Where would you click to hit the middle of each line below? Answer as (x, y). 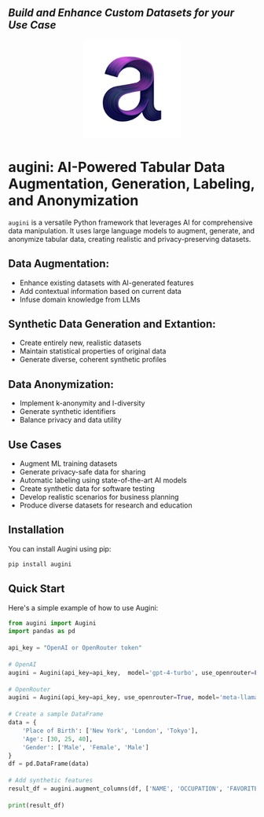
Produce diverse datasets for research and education (106, 505)
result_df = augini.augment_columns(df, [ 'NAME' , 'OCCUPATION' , (115, 789)
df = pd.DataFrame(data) (49, 764)
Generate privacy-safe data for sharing (82, 472)
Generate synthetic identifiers (68, 412)
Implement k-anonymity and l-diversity (82, 403)
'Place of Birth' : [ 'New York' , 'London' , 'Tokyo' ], (110, 731)
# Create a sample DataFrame (56, 714)
